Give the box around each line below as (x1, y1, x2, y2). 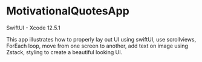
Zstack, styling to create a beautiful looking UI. (6, 48, 123, 55)
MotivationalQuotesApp (6, 4, 130, 18)
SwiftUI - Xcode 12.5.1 (6, 24, 60, 31)
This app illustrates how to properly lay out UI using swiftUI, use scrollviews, (6, 36, 197, 43)
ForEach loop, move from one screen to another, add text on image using (6, 42, 189, 49)
